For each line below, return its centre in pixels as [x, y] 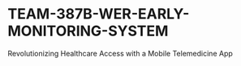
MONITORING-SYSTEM [88, 31]
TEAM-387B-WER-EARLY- [99, 14]
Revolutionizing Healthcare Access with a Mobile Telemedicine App [120, 53]
